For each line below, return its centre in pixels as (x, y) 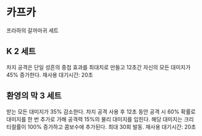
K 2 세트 (21, 51)
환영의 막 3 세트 (34, 96)
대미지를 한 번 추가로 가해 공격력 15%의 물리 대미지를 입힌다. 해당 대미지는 (95, 119)
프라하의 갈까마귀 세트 (33, 30)
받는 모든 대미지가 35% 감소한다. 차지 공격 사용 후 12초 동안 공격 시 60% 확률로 (101, 111)
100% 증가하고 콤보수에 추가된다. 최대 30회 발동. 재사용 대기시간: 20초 (112, 127)
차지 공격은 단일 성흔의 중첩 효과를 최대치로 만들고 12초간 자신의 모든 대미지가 (99, 67)
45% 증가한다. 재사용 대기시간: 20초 (50, 75)
